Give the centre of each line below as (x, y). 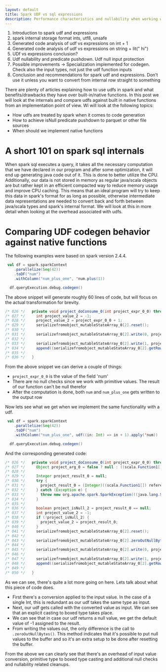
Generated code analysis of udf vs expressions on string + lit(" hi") (80, 49)
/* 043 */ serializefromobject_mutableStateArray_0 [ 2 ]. (68, 541)
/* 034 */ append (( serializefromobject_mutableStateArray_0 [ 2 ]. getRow (84, 348)
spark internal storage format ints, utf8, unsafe (60, 38)
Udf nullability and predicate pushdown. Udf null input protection (78, 59)
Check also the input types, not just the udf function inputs (72, 70)
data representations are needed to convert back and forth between (74, 201)
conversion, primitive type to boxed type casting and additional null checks (82, 659)
